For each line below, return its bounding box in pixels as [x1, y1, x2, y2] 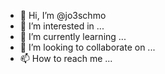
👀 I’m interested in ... [19, 20, 105, 32]
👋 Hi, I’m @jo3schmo [19, 10, 107, 21]
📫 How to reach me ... [19, 53, 113, 64]
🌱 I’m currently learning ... [19, 31, 127, 42]
